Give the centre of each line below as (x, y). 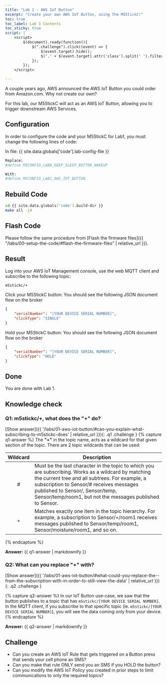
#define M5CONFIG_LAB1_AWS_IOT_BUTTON (45, 179)
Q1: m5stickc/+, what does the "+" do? (53, 418)
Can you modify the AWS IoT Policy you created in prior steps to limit (83, 670)
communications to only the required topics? (58, 675)
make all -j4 (19, 210)
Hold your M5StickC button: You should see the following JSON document (81, 332)
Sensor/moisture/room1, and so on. (76, 530)
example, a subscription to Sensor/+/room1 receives (96, 517)
